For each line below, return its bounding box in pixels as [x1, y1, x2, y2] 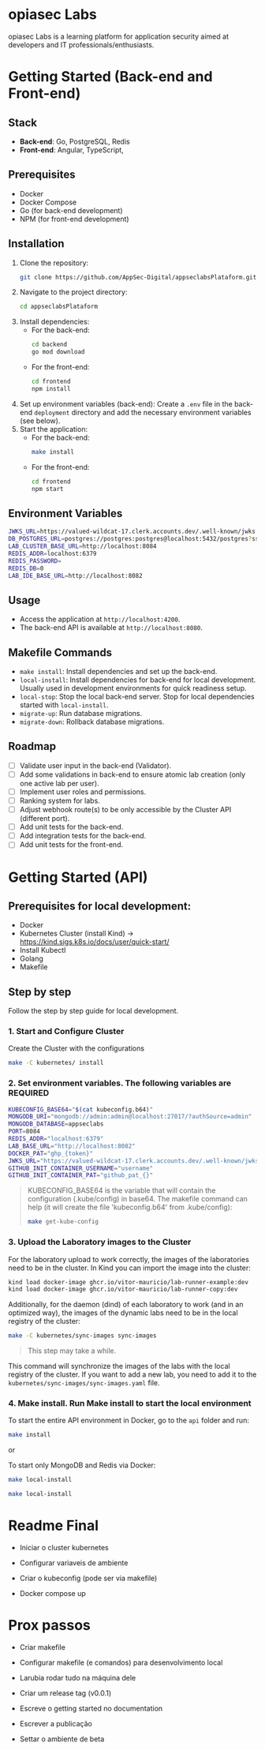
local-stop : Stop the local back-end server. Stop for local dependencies [19, 692, 255, 701]
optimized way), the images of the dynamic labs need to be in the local [8, 1308, 238, 1317]
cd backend [31, 341, 68, 349]
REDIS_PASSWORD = [8, 556, 62, 565]
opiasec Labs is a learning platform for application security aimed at [8, 32, 229, 41]
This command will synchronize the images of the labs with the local [8, 1362, 230, 1371]
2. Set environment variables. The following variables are [8, 1077, 232, 1089]
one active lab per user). [19, 778, 100, 788]
